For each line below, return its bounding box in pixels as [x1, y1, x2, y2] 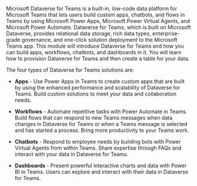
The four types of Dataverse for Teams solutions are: [6, 67, 134, 73]
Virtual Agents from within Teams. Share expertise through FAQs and [14, 144, 182, 151]
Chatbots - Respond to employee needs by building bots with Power [14, 138, 181, 145]
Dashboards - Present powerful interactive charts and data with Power [14, 162, 187, 169]
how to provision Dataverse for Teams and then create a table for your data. [6, 55, 190, 62]
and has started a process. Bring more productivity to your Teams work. [14, 127, 189, 134]
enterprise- [152, 30, 180, 37]
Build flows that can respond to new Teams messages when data [14, 114, 173, 121]
